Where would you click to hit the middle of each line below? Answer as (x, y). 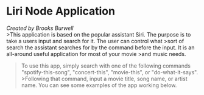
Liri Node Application (61, 11)
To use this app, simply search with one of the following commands (106, 66)
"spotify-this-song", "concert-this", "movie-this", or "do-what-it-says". (110, 72)
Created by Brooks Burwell (40, 28)
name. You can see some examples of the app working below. (99, 85)
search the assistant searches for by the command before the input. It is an (100, 47)
